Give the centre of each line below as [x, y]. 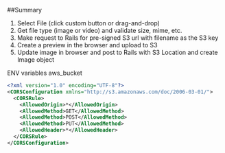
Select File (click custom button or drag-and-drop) [88, 23]
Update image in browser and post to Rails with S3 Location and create [117, 52]
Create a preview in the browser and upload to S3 [87, 45]
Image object [36, 60]
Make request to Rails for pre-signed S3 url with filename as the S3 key [118, 38]
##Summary [25, 10]
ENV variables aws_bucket [45, 73]
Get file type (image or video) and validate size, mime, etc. [99, 31]
